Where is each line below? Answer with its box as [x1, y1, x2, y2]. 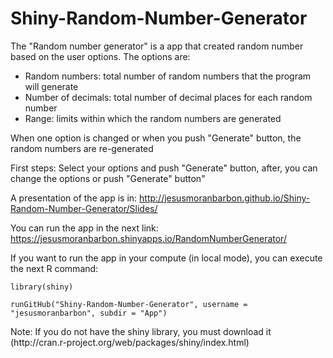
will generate [24, 80, 79, 92]
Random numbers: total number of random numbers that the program [24, 70, 312, 82]
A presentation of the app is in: [10, 192, 138, 204]
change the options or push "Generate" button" [10, 172, 206, 184]
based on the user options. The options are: [10, 50, 191, 62]
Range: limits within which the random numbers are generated [24, 112, 282, 124]
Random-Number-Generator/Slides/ [10, 202, 158, 214]
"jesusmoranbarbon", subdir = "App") [10, 308, 168, 318]
